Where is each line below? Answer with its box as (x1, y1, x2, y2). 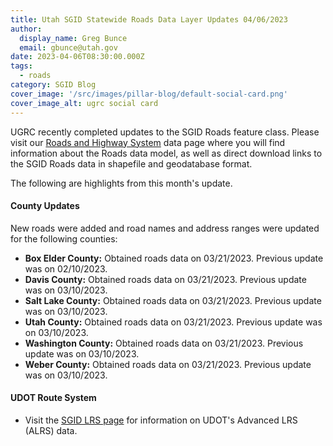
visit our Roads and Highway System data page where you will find (10, 136, 286, 148)
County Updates (10, 200, 80, 212)
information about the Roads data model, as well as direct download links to (10, 147, 323, 159)
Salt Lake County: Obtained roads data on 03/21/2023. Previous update (24, 294, 322, 306)
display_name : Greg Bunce (19, 33, 128, 43)
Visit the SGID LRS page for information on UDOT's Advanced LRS (24, 414, 298, 426)
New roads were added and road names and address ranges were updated (10, 222, 320, 234)
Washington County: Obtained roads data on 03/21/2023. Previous (24, 337, 304, 349)
